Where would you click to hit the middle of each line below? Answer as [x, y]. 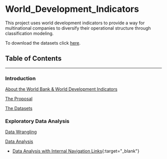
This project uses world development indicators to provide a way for [75, 23]
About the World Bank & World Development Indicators [61, 89]
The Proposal [19, 99]
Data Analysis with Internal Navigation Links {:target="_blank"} [76, 151]
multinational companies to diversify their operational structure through [78, 28]
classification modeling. [29, 33]
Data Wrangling [21, 132]
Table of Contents [34, 59]
